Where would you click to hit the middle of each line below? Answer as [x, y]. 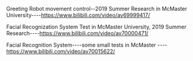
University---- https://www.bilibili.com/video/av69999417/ [78, 15]
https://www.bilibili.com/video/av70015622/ [61, 51]
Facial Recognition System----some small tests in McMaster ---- [87, 45]
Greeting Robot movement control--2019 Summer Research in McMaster [97, 9]
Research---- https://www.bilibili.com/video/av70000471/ [77, 33]
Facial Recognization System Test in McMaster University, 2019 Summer [97, 27]
